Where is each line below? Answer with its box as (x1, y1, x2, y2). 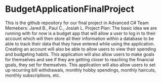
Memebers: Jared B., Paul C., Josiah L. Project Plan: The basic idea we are (5, 25, 157, 31)
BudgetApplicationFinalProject (5, 3, 134, 15)
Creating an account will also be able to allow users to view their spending (5, 46, 157, 52)
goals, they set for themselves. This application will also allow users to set (5, 62, 156, 68)
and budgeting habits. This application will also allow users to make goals (5, 51, 155, 57)
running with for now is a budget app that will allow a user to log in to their (5, 30, 156, 36)
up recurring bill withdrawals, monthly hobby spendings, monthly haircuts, (5, 67, 157, 73)
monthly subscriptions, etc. (5, 72, 61, 78)
